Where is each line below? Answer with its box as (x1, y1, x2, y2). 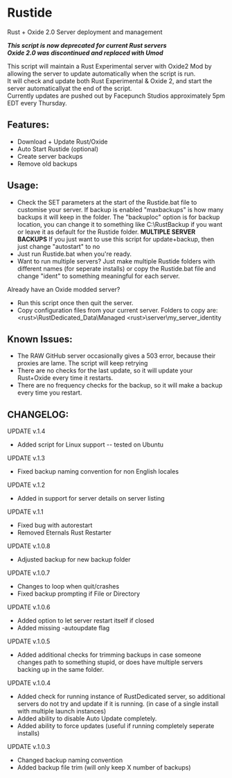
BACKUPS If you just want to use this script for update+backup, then (17, 234, 215, 243)
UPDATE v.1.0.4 (7, 679, 51, 687)
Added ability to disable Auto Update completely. (17, 714, 157, 723)
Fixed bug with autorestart (17, 521, 93, 530)
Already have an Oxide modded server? (7, 285, 121, 293)
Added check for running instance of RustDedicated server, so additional (17, 692, 226, 701)
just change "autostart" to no (17, 242, 100, 250)
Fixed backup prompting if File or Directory (17, 589, 141, 598)
